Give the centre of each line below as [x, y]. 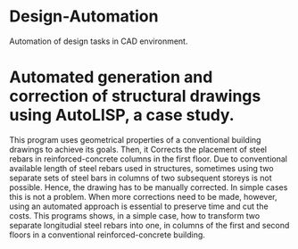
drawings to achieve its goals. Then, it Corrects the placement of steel [138, 149]
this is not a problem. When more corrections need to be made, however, [144, 196]
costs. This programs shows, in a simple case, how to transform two [135, 215]
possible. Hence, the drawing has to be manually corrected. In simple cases [149, 187]
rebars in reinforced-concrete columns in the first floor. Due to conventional [149, 159]
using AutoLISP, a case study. [122, 116]
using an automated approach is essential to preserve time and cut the [139, 206]
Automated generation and [111, 77]
